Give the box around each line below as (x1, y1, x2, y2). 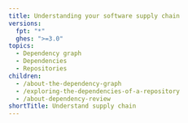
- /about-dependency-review (15, 95, 111, 103)
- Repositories (15, 65, 68, 73)
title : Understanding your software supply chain (8, 11, 181, 20)
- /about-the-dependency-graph (15, 79, 122, 87)
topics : (8, 42, 35, 50)
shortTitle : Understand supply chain (8, 102, 137, 110)
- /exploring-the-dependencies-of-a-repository (15, 87, 181, 95)
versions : (8, 19, 42, 28)
